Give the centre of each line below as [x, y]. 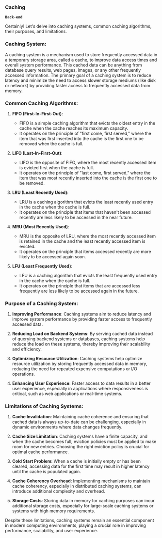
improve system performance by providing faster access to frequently [82, 319]
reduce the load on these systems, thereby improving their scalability [81, 344]
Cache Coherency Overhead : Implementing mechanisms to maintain [81, 481]
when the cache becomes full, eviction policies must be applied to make [84, 442]
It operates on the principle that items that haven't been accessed [85, 212]
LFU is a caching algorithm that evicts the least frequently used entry [88, 275]
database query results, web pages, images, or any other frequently [73, 70]
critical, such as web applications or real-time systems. [67, 394]
